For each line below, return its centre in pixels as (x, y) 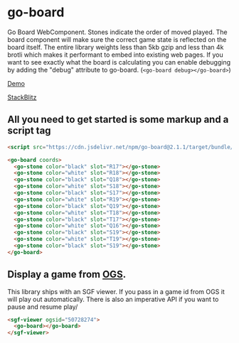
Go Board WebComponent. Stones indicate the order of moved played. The (117, 32)
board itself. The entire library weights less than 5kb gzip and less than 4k (116, 47)
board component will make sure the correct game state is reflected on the (117, 39)
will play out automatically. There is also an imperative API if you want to (113, 299)
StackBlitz (22, 97)
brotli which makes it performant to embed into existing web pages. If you (115, 55)
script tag (29, 131)
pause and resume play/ (43, 307)
